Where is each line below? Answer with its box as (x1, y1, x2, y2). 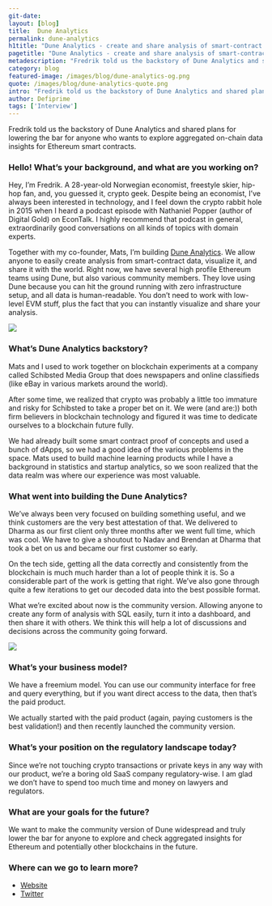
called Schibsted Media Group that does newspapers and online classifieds (8, 370, 260, 380)
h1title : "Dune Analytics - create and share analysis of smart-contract (8, 42, 263, 50)
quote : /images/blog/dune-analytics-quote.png (8, 79, 168, 87)
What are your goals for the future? (8, 806, 150, 818)
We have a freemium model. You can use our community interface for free (8, 680, 257, 690)
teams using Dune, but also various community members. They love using (8, 273, 256, 283)
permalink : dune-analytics (8, 34, 100, 43)
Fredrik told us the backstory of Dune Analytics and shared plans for (8, 125, 236, 134)
